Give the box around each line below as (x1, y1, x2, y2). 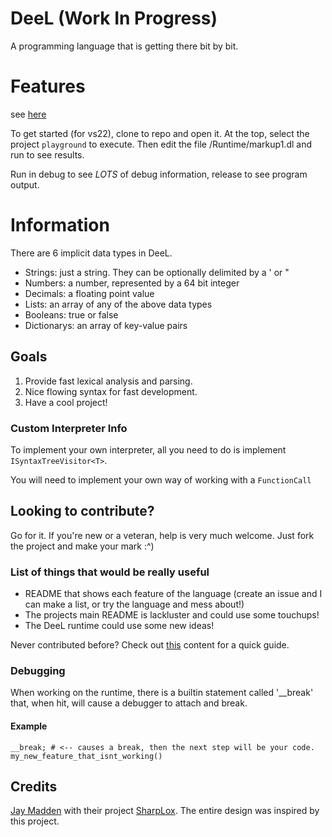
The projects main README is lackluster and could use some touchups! (24, 609, 320, 621)
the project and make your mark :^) (10, 540, 155, 552)
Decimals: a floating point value (24, 287, 155, 299)
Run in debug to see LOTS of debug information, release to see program (10, 168, 308, 180)
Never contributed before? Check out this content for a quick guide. (10, 639, 290, 651)
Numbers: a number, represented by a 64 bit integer (24, 277, 240, 289)
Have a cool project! (24, 396, 108, 408)
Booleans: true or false (24, 308, 119, 321)
